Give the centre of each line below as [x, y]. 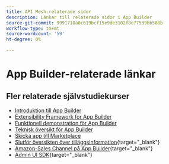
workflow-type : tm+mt [33, 28]
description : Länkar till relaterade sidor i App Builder [79, 17]
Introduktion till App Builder [48, 110]
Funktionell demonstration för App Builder [66, 123]
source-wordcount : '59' [36, 34]
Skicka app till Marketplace [48, 136]
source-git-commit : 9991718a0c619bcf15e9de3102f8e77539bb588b [84, 23]
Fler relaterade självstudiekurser [68, 96]
